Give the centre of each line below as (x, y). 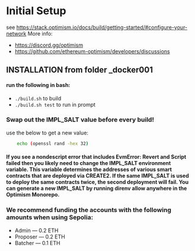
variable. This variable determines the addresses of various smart (89, 169)
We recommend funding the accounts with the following (89, 210)
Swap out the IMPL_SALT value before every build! (80, 120)
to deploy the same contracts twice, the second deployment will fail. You (97, 182)
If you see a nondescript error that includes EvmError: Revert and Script (96, 157)
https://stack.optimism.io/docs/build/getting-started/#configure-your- (102, 27)
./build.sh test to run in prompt (55, 104)
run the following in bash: (38, 85)
